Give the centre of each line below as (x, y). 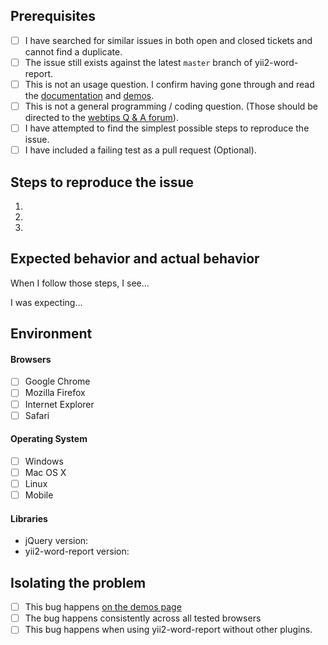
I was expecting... (46, 302)
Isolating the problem (78, 582)
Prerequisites (53, 16)
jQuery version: (56, 541)
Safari (37, 415)
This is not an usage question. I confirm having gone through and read (169, 84)
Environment (51, 334)
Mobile (39, 495)
